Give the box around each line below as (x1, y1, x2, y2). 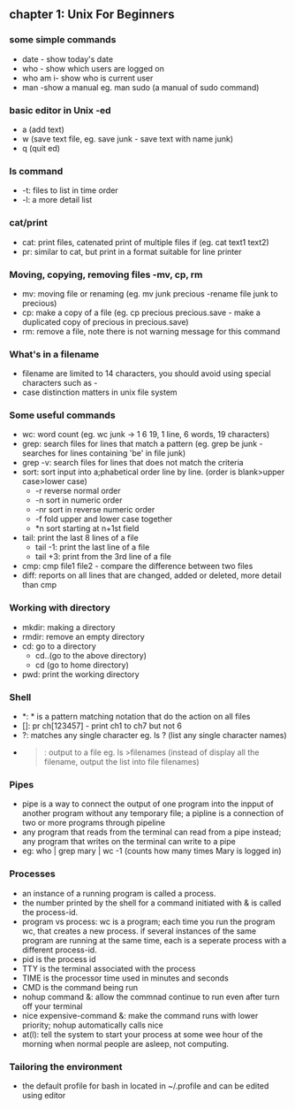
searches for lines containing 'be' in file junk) (21, 448, 186, 458)
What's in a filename (9, 348, 100, 360)
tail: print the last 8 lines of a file (21, 533, 139, 543)
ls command (9, 165, 64, 177)
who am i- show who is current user (21, 73, 154, 83)
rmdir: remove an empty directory (21, 631, 146, 642)
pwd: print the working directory (21, 668, 140, 680)
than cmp (21, 580, 57, 590)
